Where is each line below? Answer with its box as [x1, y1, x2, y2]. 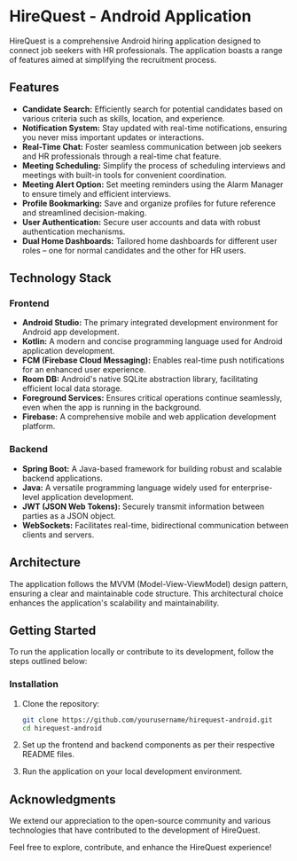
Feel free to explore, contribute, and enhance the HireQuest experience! [9, 842, 272, 853]
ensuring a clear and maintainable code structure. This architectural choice [9, 588, 284, 599]
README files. [21, 749, 75, 760]
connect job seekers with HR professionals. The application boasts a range [9, 44, 283, 55]
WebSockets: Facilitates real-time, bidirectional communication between [21, 520, 289, 530]
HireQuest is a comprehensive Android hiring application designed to [9, 35, 262, 46]
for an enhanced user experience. [21, 364, 146, 375]
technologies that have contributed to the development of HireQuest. [9, 825, 261, 835]
